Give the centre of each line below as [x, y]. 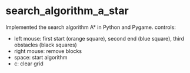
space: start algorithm [41, 57]
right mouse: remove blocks [48, 51]
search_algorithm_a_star [67, 11]
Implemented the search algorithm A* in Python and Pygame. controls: [91, 27]
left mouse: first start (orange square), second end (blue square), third [99, 38]
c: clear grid [29, 64]
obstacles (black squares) [45, 45]
